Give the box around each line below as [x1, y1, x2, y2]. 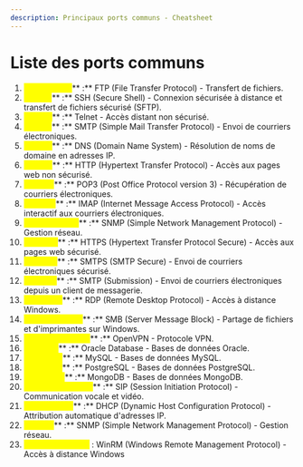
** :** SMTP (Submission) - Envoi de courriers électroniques [56, 275, 283, 286]
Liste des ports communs [10, 52, 205, 73]
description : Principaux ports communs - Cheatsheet [10, 13, 213, 23]
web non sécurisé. [23, 169, 93, 180]
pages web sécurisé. [23, 246, 102, 257]
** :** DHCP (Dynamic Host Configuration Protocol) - [72, 400, 271, 411]
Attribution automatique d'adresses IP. [23, 410, 166, 421]
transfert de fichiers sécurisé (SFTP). [23, 102, 162, 112]
